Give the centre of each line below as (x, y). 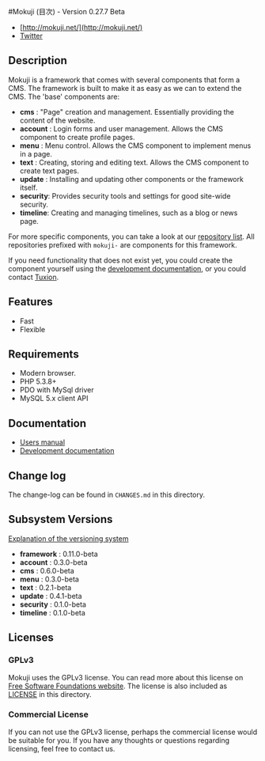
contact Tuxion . (34, 277)
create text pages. (49, 170)
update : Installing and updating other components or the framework (131, 179)
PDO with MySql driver (57, 390)
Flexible (32, 329)
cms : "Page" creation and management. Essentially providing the (127, 112)
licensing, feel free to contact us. (62, 748)
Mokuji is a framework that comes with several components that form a (124, 80)
